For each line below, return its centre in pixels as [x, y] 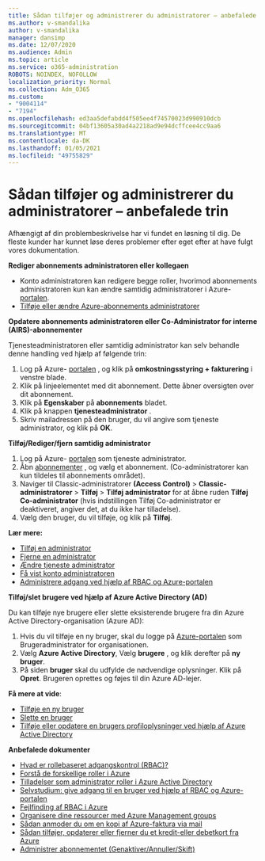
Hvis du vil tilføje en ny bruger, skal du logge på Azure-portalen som [131, 636]
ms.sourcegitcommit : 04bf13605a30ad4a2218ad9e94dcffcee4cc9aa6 [115, 126]
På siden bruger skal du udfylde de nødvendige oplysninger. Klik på [131, 670]
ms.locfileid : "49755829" [51, 155]
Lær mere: [26, 533]
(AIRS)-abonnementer [45, 330]
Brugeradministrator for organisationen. [84, 645]
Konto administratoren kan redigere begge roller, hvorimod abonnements [138, 281]
